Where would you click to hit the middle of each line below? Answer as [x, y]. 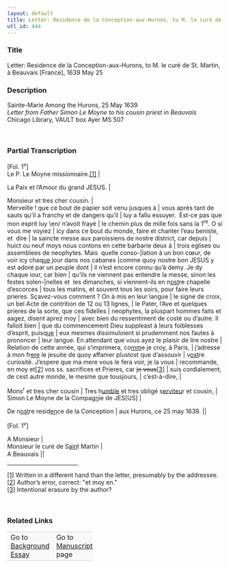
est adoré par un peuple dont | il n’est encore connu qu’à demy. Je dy [105, 267]
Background [30, 545]
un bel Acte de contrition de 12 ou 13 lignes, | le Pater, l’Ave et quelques [107, 304]
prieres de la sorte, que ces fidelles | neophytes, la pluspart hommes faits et [114, 311]
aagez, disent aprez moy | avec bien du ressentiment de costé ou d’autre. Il [113, 318]
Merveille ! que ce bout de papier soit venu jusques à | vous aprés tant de [110, 208]
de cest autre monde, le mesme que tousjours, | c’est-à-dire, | [94, 376]
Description [27, 90]
